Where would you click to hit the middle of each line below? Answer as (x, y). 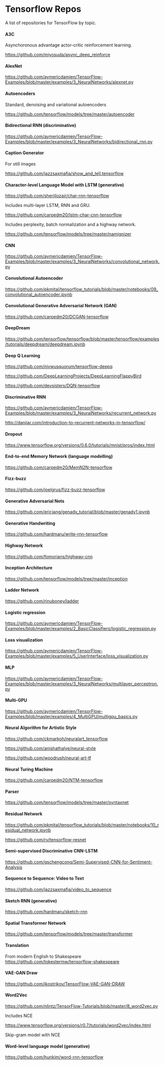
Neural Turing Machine (29, 769)
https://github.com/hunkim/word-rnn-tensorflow (54, 1057)
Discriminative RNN (26, 397)
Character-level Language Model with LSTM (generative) (65, 185)
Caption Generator (25, 153)
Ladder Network (22, 590)
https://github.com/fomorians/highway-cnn (49, 556)
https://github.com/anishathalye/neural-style (50, 748)
